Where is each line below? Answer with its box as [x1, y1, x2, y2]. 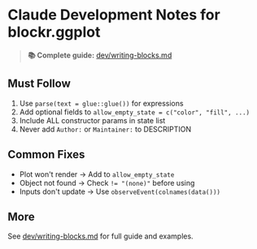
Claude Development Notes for [7, 6, 220, 24]
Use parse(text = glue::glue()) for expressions [19, 98, 184, 108]
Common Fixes [7, 148, 85, 161]
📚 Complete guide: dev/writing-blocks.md [27, 50, 172, 60]
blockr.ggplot [7, 23, 101, 41]
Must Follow [7, 77, 71, 91]
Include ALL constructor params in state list [19, 115, 166, 125]
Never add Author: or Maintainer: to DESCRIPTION [19, 124, 192, 134]
